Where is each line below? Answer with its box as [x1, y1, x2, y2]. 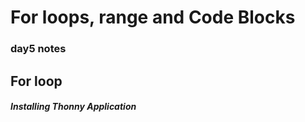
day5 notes [10, 42, 67, 56]
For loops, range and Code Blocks [10, 6, 296, 29]
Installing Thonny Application [10, 101, 137, 113]
